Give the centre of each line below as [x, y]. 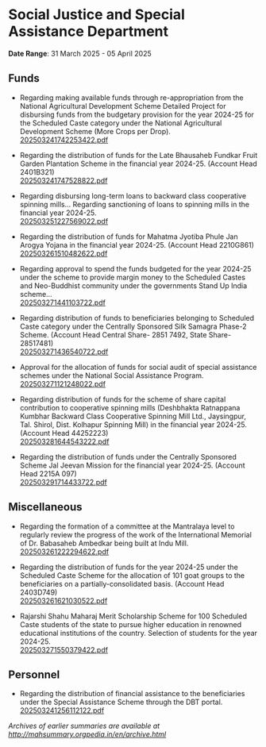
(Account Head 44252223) [64, 433]
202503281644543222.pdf [64, 441]
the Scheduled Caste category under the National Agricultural [121, 123]
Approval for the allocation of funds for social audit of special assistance [138, 367]
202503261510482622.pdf [64, 253]
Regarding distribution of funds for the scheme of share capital [123, 399]
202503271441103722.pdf [62, 302]
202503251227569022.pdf [64, 221]
